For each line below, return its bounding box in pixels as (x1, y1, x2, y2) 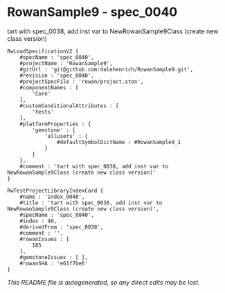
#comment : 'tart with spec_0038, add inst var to (19, 163, 169, 170)
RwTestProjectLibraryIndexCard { (7, 187, 104, 194)
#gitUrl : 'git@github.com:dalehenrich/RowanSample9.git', (19, 66, 194, 73)
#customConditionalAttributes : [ (19, 102, 119, 109)
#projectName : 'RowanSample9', (19, 60, 113, 66)
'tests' (32, 108, 54, 115)
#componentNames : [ (19, 84, 79, 91)
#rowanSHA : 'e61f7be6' (19, 260, 89, 267)
